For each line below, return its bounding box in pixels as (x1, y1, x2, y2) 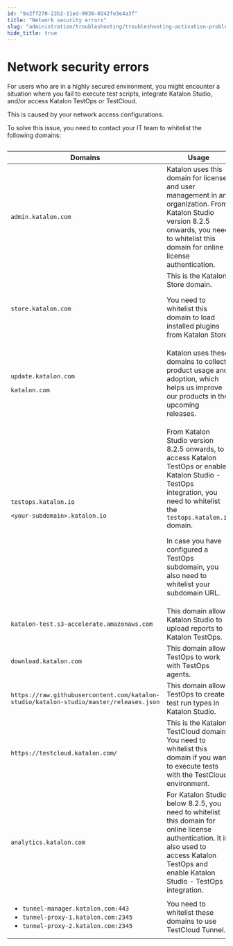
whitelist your (166, 579, 211, 589)
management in (166, 191, 217, 200)
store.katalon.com (10, 305, 71, 313)
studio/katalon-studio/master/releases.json (10, 698, 160, 706)
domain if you (166, 753, 212, 762)
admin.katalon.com (10, 213, 71, 221)
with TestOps (166, 661, 210, 671)
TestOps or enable (166, 462, 227, 471)
